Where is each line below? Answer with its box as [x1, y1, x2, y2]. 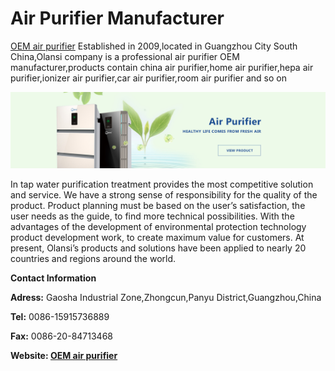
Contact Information [10, 272, 97, 284]
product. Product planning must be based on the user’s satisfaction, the [10, 200, 306, 211]
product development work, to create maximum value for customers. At [10, 232, 305, 243]
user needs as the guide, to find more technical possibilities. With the [10, 210, 295, 222]
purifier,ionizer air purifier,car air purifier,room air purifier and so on [10, 72, 288, 84]
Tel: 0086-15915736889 [10, 311, 110, 322]
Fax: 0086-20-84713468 [10, 330, 113, 342]
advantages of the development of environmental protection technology [10, 221, 307, 232]
